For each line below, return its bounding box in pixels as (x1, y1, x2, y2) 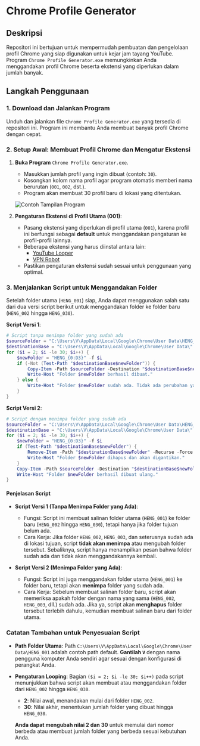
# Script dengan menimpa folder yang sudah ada (6, 416, 127, 422)
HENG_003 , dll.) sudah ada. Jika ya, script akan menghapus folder (23, 601, 183, 608)
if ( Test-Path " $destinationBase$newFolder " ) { (17, 444, 137, 450)
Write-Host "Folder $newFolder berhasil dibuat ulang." (17, 471, 159, 478)
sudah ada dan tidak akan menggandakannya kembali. (23, 553, 158, 560)
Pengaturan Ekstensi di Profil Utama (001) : (14, 212, 122, 219)
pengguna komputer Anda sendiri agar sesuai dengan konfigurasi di (14, 655, 182, 662)
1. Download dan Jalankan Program (6, 104, 110, 113)
